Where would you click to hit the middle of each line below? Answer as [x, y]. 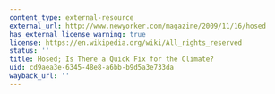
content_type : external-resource [72, 17]
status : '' [30, 51]
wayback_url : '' [39, 76]
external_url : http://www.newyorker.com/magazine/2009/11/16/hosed [138, 26]
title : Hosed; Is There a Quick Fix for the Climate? [112, 59]
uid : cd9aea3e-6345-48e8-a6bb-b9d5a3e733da [92, 68]
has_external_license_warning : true [77, 34]
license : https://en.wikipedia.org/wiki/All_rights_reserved [126, 43]
